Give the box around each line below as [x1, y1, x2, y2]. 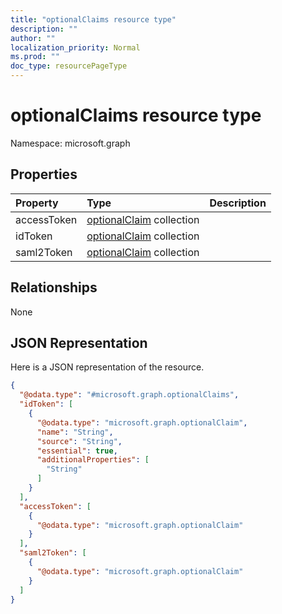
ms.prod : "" [10, 52, 60, 62]
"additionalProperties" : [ [36, 455, 150, 465]
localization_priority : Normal [10, 42, 141, 53]
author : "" [10, 33, 56, 43]
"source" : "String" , [36, 436, 123, 446]
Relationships [10, 279, 98, 296]
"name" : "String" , [36, 427, 114, 437]
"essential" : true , [36, 446, 118, 456]
